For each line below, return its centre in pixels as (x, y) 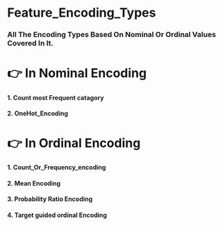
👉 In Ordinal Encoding (74, 143)
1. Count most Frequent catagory (56, 97)
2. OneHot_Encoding (38, 113)
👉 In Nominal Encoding (77, 73)
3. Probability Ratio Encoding (50, 199)
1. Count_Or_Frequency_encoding (57, 168)
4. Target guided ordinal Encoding (57, 215)
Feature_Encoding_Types (82, 13)
